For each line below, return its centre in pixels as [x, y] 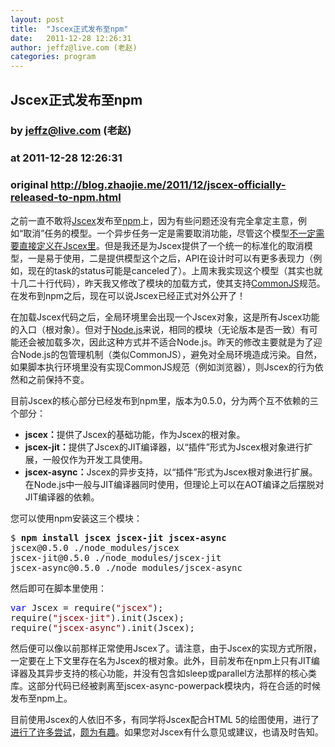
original [29, 185]
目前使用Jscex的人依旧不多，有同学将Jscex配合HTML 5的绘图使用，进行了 [165, 719]
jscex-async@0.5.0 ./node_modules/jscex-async [126, 567]
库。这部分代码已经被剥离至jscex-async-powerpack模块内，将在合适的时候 [166, 685]
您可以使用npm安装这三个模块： [76, 518]
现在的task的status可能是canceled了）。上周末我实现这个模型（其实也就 [175, 270]
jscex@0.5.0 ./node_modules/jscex [95, 547]
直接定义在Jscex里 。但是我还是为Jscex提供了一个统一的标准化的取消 [161, 245]
